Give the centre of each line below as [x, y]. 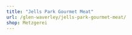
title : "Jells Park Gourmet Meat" [50, 12]
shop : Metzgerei [27, 23]
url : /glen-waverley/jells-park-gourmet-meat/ [66, 17]
